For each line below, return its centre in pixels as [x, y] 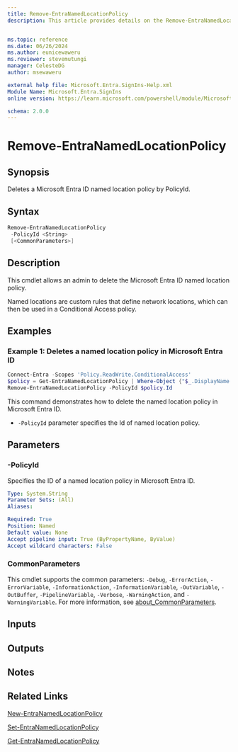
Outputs [26, 648]
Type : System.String [38, 494]
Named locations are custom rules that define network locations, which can [118, 301]
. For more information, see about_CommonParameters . [136, 602]
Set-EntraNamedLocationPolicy [53, 727]
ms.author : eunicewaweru [44, 53]
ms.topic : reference [38, 40]
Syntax [23, 211]
